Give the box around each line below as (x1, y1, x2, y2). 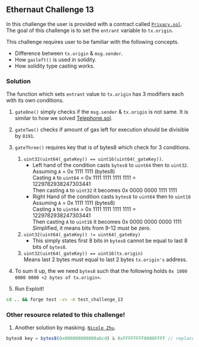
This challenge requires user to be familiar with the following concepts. (6, 38, 179, 45)
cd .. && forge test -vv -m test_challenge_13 (6, 297, 123, 303)
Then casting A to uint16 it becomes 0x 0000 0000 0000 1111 (32, 219, 182, 226)
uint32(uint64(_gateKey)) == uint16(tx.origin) (23, 251, 143, 257)
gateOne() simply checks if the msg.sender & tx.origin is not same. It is (14, 108, 188, 115)
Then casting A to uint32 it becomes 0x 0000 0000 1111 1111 (32, 187, 178, 194)
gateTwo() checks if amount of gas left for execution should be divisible (14, 126, 190, 133)
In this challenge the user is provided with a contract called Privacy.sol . (6, 20, 182, 27)
